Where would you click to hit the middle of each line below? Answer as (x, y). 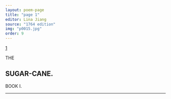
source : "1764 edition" (31, 24)
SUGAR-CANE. (29, 74)
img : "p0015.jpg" (24, 29)
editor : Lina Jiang (26, 19)
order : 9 (15, 34)
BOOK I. (13, 86)
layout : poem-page (25, 10)
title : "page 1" (22, 15)
